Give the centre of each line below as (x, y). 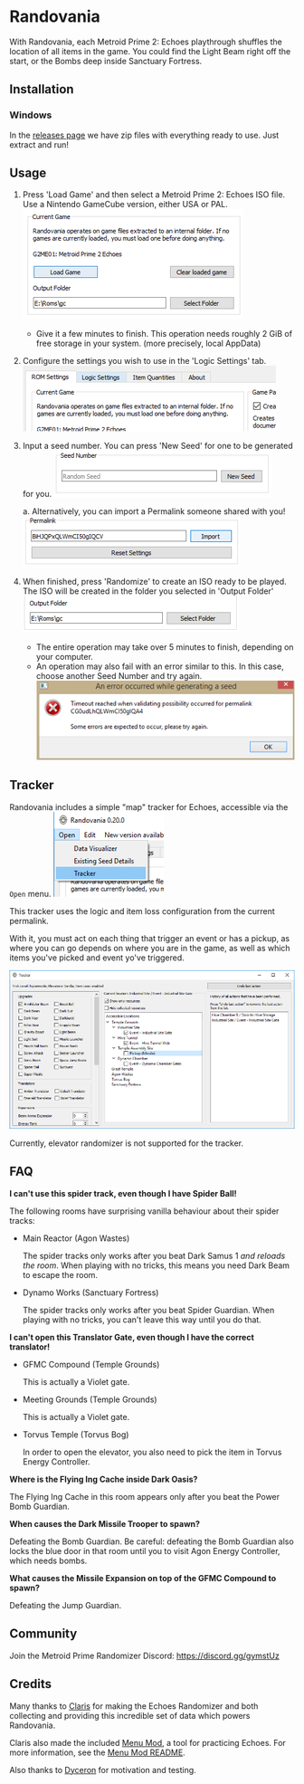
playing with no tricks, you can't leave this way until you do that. (142, 1320)
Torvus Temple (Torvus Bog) (76, 1434)
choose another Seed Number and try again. (119, 676)
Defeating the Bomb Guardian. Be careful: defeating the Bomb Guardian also (152, 1541)
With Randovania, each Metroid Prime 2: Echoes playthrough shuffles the (146, 42)
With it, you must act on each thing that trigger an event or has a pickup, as (150, 938)
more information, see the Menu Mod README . (97, 1752)
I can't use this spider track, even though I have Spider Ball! (123, 1193)
